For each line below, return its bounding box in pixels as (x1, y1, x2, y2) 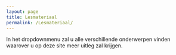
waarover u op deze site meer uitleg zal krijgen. (6, 42, 123, 49)
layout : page (6, 8, 39, 15)
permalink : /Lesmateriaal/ (6, 20, 73, 25)
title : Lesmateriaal (6, 14, 58, 20)
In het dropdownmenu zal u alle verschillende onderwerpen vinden (6, 36, 171, 43)
